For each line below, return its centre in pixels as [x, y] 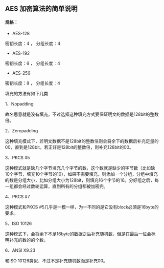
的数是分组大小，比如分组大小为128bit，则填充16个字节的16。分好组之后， [80, 180]
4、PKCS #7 [18, 196]
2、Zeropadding [22, 130]
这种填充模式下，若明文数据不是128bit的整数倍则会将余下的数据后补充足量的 [82, 141]
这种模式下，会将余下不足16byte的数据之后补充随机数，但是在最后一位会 [78, 234]
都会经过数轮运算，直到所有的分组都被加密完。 [61, 186]
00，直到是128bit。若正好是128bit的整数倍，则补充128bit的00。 [69, 147]
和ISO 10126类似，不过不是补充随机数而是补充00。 [56, 261]
